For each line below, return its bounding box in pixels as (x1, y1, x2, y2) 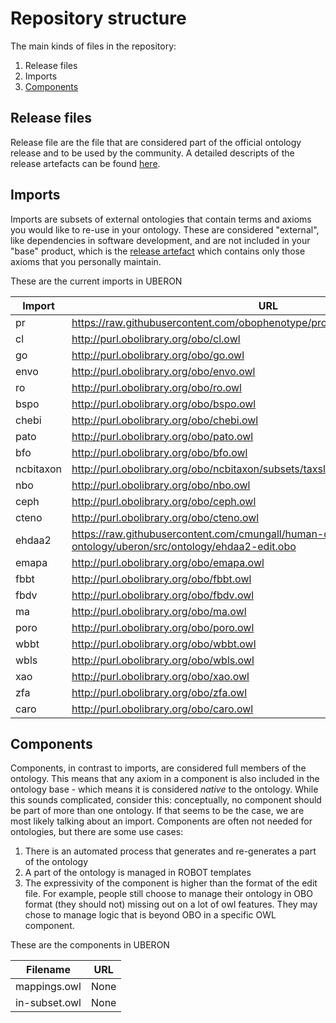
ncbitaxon (15, 462, 62, 476)
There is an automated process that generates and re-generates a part (24, 845, 317, 857)
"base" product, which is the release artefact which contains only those (10, 245, 306, 257)
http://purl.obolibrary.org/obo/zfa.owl (71, 685, 248, 699)
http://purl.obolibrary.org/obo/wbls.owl (71, 653, 255, 667)
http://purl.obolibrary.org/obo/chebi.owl (71, 413, 259, 427)
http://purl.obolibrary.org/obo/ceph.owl (71, 494, 257, 508)
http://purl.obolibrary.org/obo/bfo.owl (71, 445, 248, 459)
